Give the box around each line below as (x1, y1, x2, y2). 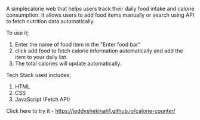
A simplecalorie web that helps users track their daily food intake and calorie (6, 5, 195, 12)
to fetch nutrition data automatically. (6, 18, 95, 24)
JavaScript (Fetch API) (14, 96, 70, 103)
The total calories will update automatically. (14, 60, 122, 67)
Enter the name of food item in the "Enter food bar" (14, 41, 141, 48)
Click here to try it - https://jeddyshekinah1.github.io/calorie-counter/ (6, 107, 176, 114)
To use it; (6, 29, 29, 36)
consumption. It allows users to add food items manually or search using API (6, 11, 195, 19)
